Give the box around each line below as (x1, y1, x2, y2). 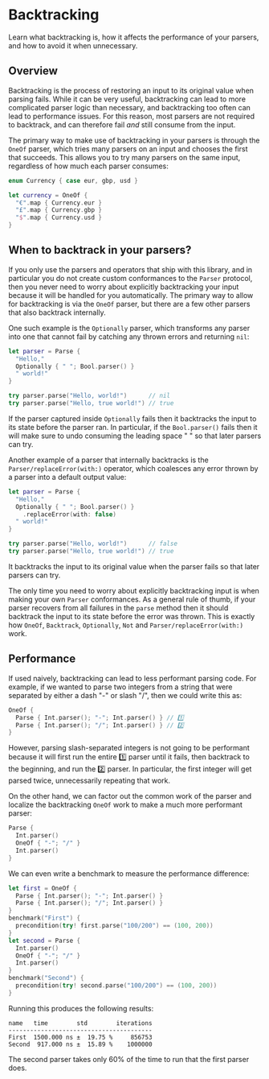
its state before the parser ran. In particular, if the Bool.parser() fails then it (8, 422, 259, 432)
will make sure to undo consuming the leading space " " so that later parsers (8, 431, 262, 440)
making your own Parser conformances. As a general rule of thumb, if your (8, 594, 256, 604)
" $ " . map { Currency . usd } (15, 213, 103, 222)
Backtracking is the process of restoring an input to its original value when (8, 85, 255, 95)
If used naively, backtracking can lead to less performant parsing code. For (8, 673, 257, 683)
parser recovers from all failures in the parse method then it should (8, 602, 229, 613)
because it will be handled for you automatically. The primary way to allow (8, 290, 254, 300)
